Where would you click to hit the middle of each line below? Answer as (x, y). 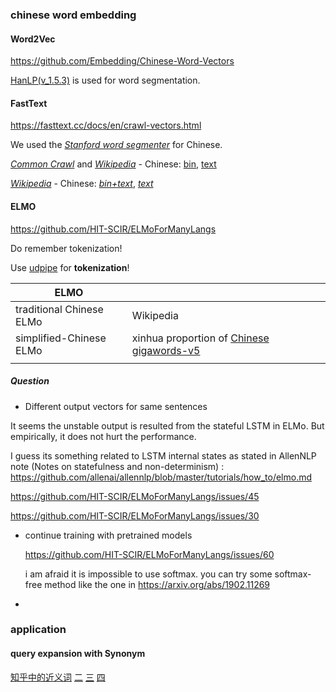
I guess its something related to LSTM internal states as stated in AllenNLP (163, 455)
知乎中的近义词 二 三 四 (58, 677)
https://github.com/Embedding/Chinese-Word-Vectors (122, 61)
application (38, 630)
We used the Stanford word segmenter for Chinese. (116, 145)
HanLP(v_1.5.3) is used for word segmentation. (105, 80)
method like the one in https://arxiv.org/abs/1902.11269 (157, 584)
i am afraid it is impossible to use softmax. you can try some (148, 574)
